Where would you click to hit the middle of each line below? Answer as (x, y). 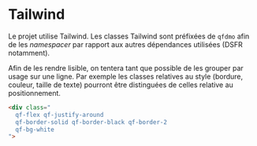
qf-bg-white (35, 130)
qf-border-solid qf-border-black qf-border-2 (91, 122)
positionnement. (35, 93)
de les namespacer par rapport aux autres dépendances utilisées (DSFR (125, 44)
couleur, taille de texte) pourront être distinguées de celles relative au (121, 85)
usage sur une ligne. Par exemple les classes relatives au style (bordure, (126, 76)
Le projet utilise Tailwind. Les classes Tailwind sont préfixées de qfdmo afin (129, 36)
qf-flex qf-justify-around (60, 115)
